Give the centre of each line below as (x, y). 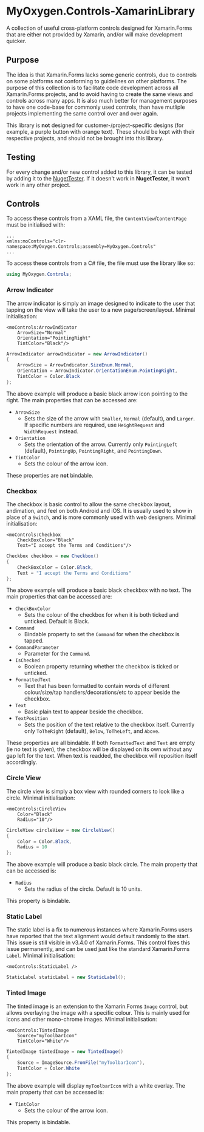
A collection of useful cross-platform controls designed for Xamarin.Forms (99, 28)
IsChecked (28, 660)
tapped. (34, 641)
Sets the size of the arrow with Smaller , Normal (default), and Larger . (110, 418)
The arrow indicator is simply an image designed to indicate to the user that (101, 303)
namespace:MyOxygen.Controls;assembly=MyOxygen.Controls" (81, 247)
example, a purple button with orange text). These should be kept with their (101, 131)
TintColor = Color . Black (49, 377)
